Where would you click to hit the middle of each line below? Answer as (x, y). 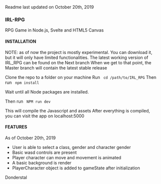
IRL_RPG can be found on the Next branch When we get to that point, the (78, 62)
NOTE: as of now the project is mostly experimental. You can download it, (79, 52)
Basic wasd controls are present (44, 152)
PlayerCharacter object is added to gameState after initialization (76, 168)
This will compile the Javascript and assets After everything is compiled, (78, 110)
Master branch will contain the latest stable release (56, 68)
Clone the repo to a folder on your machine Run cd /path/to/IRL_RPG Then (81, 77)
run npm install (22, 82)
